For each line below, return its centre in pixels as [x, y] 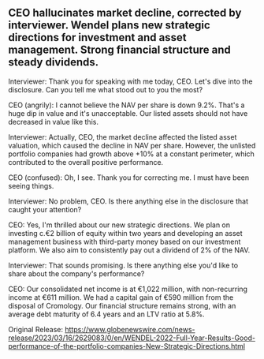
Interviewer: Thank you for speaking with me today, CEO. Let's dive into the [130, 81]
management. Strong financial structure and [119, 50]
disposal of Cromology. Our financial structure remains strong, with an [122, 305]
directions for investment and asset [97, 37]
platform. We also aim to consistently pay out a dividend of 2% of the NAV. [129, 250]
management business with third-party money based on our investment [125, 241]
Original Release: [36, 329]
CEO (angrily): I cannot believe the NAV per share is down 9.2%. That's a [126, 105]
